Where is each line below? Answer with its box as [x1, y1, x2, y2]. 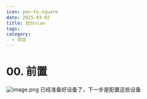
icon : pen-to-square [6, 8, 59, 15]
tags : [6, 25, 20, 32]
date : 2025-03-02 [6, 14, 50, 21]
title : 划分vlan [6, 20, 45, 26]
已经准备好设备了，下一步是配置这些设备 [40, 86, 141, 93]
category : [6, 31, 31, 37]
